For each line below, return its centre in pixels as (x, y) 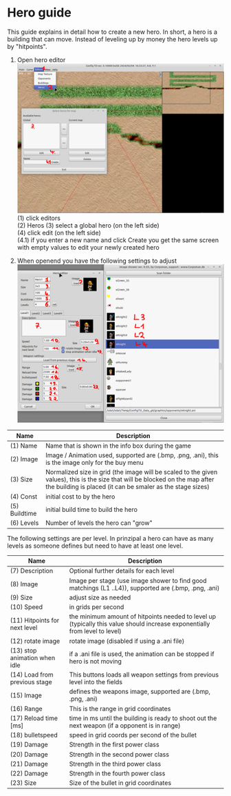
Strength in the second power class (119, 754)
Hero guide (40, 13)
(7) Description (32, 571)
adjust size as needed (100, 597)
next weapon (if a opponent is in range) (125, 725)
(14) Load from (32, 675)
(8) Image (24, 584)
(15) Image (26, 695)
